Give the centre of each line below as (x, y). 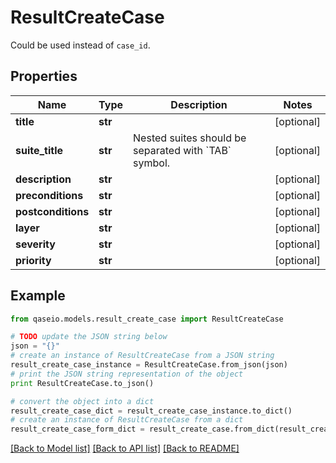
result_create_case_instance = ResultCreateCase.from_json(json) (149, 365)
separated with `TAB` (182, 150)
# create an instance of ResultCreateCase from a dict (127, 420)
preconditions (49, 195)
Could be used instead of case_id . (80, 45)
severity (35, 244)
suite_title (39, 150)
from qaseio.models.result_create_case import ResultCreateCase (147, 319)
